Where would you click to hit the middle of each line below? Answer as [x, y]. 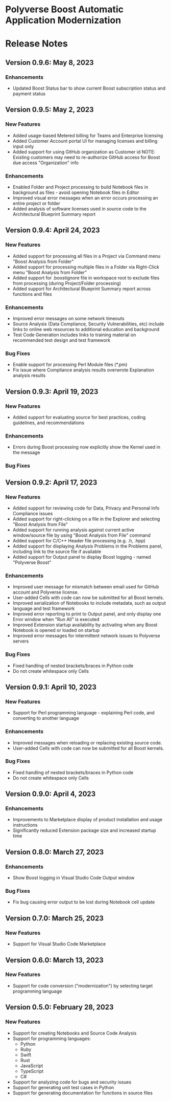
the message [26, 453]
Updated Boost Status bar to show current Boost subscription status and [89, 89]
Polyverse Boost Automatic [65, 9]
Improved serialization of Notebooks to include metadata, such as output [89, 603]
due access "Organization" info [46, 163]
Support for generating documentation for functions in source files [83, 1093]
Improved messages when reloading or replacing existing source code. [87, 742]
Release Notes [36, 44]
